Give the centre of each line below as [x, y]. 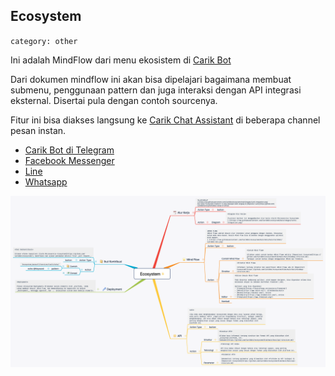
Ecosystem [46, 16]
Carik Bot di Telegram [69, 150]
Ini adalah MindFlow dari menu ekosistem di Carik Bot [121, 60]
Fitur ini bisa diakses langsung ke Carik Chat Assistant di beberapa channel [165, 120]
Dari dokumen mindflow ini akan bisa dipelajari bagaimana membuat [151, 79]
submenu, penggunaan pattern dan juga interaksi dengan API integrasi [156, 90]
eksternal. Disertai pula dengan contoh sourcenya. [114, 100]
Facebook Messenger [69, 160]
